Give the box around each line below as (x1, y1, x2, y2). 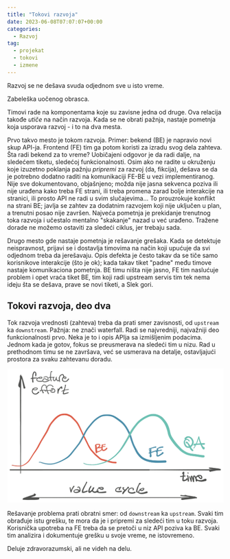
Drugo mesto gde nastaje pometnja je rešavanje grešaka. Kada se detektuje (7, 237, 221, 245)
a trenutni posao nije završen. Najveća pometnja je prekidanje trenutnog (7, 209, 211, 217)
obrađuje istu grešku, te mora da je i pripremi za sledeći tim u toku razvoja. (7, 516, 218, 525)
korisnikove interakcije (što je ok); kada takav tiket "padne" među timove (7, 258, 211, 267)
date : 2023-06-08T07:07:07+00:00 (7, 18, 103, 25)
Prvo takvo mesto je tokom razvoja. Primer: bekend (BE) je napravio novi (7, 136, 211, 144)
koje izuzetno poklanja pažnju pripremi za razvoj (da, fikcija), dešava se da (7, 165, 218, 173)
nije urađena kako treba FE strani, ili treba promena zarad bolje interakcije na (7, 187, 225, 195)
